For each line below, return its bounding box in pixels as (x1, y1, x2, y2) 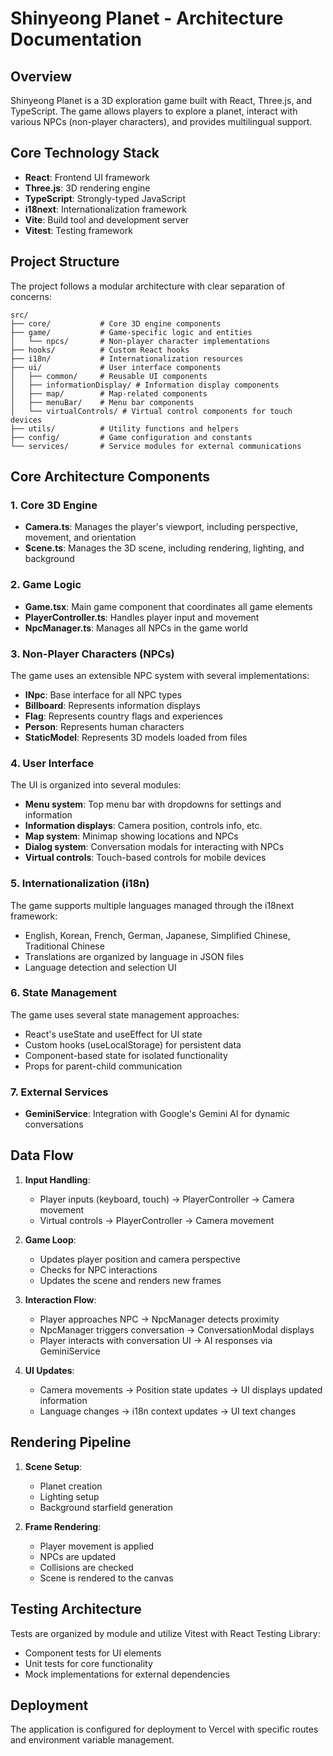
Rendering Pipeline (10, 1434, 132, 1451)
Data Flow (10, 1147, 74, 1164)
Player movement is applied (39, 1540, 155, 1552)
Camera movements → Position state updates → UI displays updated (39, 1383, 323, 1396)
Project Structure (10, 253, 120, 271)
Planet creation (39, 1480, 103, 1492)
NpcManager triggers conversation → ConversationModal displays (39, 1323, 315, 1336)
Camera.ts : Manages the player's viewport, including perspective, (24, 521, 298, 533)
